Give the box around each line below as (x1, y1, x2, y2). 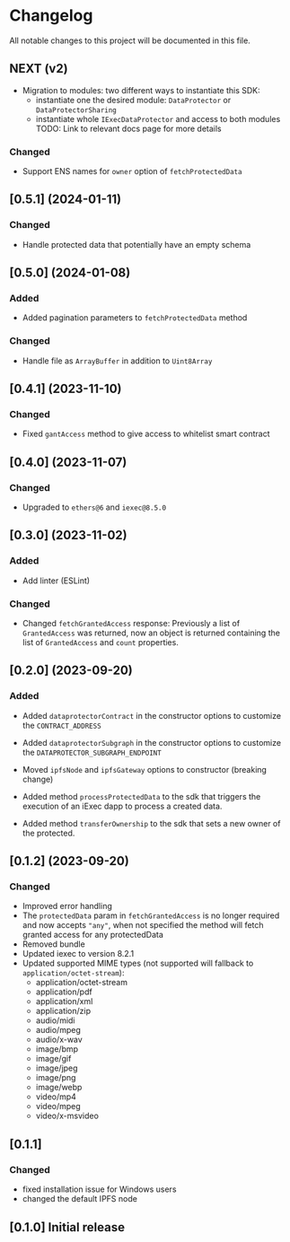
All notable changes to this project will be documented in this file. (9, 35, 251, 46)
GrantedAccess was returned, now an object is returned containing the (22, 627, 281, 638)
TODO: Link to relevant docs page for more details (35, 123, 222, 134)
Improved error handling (22, 901, 112, 912)
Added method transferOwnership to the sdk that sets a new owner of (22, 818, 281, 828)
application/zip (35, 1006, 92, 1017)
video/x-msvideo (35, 1110, 99, 1122)
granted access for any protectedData (22, 930, 164, 940)
